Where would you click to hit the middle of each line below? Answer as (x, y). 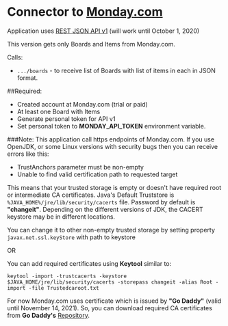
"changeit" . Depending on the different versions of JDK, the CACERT (105, 209)
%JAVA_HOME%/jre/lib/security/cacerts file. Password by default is (101, 202)
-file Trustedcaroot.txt (64, 288)
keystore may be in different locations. (61, 217)
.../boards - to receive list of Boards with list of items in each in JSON (116, 70)
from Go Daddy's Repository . (49, 315)
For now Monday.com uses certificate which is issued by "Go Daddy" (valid (114, 301)
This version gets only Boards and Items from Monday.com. (91, 44)
